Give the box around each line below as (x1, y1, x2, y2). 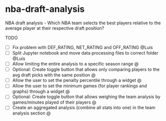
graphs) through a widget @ (12, 88, 70, 95)
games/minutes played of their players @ (12, 99, 97, 105)
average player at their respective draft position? (5, 25, 105, 31)
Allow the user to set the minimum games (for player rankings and (12, 83, 147, 89)
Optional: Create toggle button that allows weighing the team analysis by (12, 94, 161, 100)
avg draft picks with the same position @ (12, 72, 96, 78)
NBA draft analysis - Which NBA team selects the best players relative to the (5, 20, 161, 26)
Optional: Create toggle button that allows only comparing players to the (12, 66, 160, 72)
